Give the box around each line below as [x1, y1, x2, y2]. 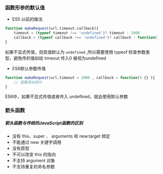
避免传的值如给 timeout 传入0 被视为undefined [13, 55, 107, 61]
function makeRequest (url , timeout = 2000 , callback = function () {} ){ [5, 75, 155, 80]
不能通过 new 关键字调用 [12, 139, 62, 145]
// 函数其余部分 [14, 79, 42, 85]
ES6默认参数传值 [12, 65, 46, 71]
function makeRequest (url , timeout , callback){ [5, 26, 98, 31]
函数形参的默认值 [5, 4, 45, 11]
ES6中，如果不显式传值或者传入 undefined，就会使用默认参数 [5, 94, 128, 99]
